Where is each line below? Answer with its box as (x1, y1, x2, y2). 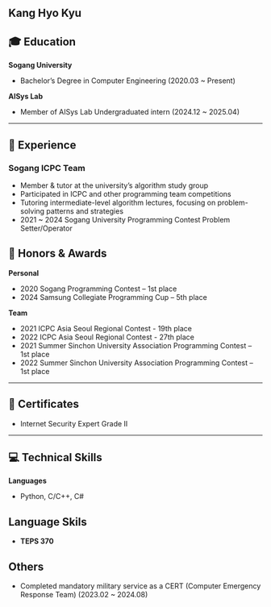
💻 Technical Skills (8, 451, 102, 464)
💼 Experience (8, 138, 77, 152)
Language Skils (8, 515, 87, 529)
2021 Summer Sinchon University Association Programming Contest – (19, 340, 252, 350)
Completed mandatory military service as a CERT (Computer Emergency (19, 580, 261, 591)
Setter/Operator (19, 223, 73, 233)
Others (8, 559, 44, 573)
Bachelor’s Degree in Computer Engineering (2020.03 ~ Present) (19, 76, 236, 85)
